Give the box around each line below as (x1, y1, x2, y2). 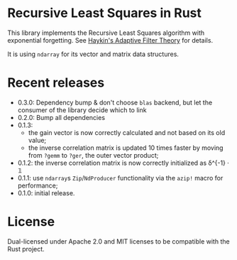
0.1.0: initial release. (17, 188, 75, 197)
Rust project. (7, 244, 45, 253)
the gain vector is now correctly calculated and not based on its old (28, 128, 226, 136)
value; (28, 136, 47, 144)
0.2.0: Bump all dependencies (17, 113, 105, 121)
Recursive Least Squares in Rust (7, 5, 202, 21)
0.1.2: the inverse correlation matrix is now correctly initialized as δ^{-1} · (17, 158, 229, 167)
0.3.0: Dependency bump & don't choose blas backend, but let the (17, 98, 213, 107)
